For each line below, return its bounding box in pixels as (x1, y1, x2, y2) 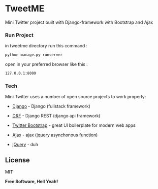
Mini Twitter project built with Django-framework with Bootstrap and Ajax (5, 19, 154, 25)
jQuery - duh (12, 142, 38, 148)
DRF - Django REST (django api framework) (12, 113, 101, 119)
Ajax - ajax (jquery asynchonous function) (12, 132, 98, 138)
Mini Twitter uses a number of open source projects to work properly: (5, 94, 146, 100)
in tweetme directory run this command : (5, 43, 88, 49)
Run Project (5, 32, 33, 38)
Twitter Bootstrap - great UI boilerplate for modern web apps (12, 122, 136, 128)
